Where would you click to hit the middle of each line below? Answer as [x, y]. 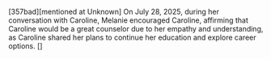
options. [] [25, 46]
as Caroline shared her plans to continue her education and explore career [132, 37]
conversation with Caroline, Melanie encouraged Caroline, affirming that [128, 20]
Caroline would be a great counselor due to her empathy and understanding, [136, 29]
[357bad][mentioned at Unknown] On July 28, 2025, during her [114, 12]
